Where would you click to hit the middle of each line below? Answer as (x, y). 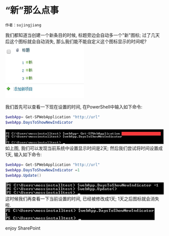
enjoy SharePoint (23, 228)
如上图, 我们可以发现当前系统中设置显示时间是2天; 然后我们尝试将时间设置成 (84, 148)
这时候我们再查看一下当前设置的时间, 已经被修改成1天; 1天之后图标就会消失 (82, 199)
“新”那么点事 (32, 10)
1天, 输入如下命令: (23, 155)
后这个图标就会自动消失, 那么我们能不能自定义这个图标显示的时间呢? (76, 41)
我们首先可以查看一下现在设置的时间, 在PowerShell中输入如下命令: (74, 107)
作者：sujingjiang (23, 25)
